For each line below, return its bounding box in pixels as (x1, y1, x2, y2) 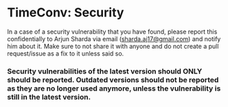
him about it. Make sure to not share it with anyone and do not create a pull (7, 42, 219, 50)
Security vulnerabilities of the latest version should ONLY (7, 67, 203, 76)
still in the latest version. (7, 92, 91, 102)
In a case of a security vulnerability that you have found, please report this (7, 27, 218, 36)
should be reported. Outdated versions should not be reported (7, 75, 219, 84)
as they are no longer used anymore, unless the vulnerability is (7, 84, 221, 93)
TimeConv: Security (7, 5, 124, 21)
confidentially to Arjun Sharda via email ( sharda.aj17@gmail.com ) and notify (7, 34, 221, 43)
